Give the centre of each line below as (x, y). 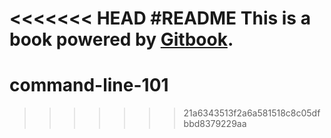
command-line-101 (89, 85)
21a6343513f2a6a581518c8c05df (252, 113)
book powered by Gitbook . (121, 39)
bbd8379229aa (215, 124)
